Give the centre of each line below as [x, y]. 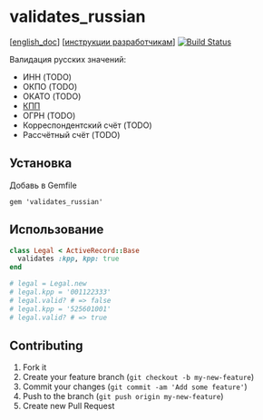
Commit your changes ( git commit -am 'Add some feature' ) [135, 386]
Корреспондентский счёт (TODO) [87, 125]
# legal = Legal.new [49, 284]
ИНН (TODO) [47, 77]
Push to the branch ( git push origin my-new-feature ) [123, 396]
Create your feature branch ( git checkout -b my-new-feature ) [138, 377]
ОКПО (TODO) [50, 86]
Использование [57, 230]
